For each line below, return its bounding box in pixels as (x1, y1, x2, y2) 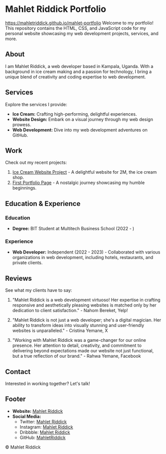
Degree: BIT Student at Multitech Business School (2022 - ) (12, 226, 135, 232)
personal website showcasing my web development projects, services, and (5, 30, 159, 36)
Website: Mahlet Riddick (12, 408, 63, 414)
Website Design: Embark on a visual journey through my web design (12, 116, 154, 122)
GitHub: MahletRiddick (19, 434, 66, 440)
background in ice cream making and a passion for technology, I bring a (5, 68, 152, 74)
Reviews (5, 274, 32, 282)
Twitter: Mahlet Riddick (19, 418, 67, 425)
